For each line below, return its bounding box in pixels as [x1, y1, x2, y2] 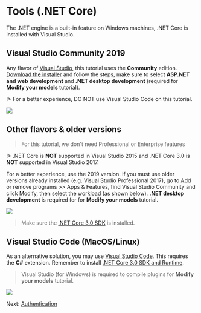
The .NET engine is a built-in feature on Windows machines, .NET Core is [6, 24, 188, 31]
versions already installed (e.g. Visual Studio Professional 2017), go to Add [6, 177, 191, 184]
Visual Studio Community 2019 [6, 48, 126, 59]
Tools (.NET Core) [6, 4, 97, 18]
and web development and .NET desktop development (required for [6, 77, 178, 84]
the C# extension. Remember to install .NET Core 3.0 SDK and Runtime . [6, 259, 184, 266]
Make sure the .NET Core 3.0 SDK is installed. [21, 219, 135, 226]
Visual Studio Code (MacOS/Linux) [6, 236, 140, 246]
